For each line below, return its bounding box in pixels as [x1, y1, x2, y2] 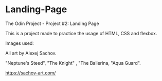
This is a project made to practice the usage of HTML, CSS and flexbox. [5, 30, 157, 36]
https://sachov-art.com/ [5, 70, 56, 76]
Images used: [5, 40, 34, 46]
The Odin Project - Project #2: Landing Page [5, 20, 99, 26]
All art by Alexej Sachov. [5, 50, 57, 56]
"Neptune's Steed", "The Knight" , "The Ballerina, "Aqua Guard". [5, 60, 141, 66]
